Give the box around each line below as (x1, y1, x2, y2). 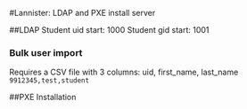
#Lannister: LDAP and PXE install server (9, 8, 156, 18)
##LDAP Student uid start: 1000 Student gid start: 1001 (9, 25, 210, 35)
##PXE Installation (9, 92, 77, 103)
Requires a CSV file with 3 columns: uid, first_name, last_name (9, 66, 239, 78)
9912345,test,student (9, 76, 90, 85)
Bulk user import (9, 46, 83, 58)
